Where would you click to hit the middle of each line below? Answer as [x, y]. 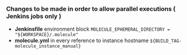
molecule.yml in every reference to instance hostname [82, 41]
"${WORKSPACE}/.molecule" [46, 35]
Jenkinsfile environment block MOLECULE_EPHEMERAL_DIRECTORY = [92, 29]
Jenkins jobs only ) [34, 16]
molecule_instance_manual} [48, 46]
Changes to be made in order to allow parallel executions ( [91, 9]
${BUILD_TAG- [166, 41]
